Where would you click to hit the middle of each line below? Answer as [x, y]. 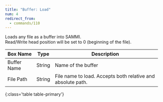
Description [105, 54]
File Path [17, 79]
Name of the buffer [77, 65]
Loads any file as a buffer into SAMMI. [43, 37]
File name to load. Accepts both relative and [105, 76]
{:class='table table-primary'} [35, 94]
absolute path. [71, 82]
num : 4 [12, 14]
